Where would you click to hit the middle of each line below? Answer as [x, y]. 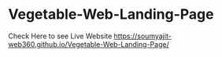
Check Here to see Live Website [60, 36]
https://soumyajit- [142, 36]
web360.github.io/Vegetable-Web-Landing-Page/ [89, 44]
